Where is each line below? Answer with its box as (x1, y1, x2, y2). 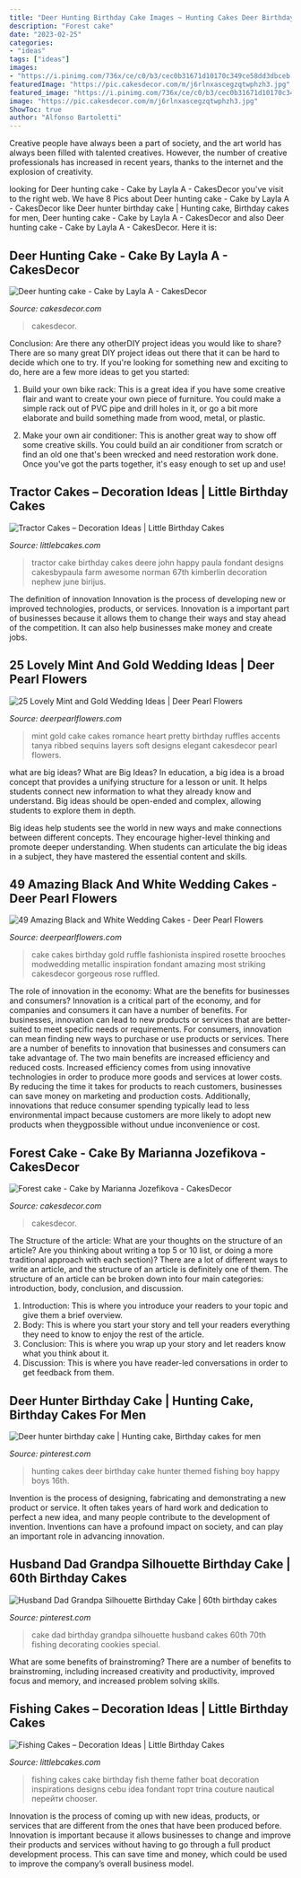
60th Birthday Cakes (9, 1571, 127, 1586)
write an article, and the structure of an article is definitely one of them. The (9, 1264, 288, 1275)
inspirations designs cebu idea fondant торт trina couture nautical (30, 1783, 275, 1795)
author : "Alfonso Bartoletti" (9, 113, 123, 122)
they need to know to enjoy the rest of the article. (21, 1329, 204, 1340)
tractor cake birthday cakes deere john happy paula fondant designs (30, 557, 284, 568)
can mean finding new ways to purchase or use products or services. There (9, 1034, 289, 1044)
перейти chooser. (30, 1793, 99, 1804)
